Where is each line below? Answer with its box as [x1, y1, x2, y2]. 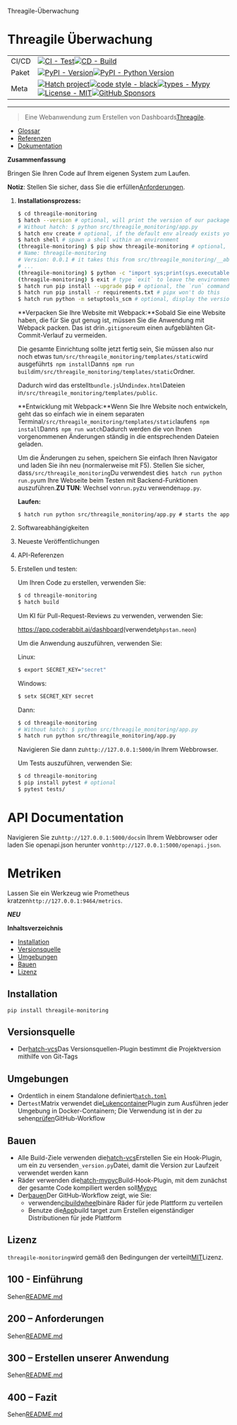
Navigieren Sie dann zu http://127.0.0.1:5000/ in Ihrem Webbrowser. [17, 745, 219, 754]
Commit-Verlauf [17, 331, 64, 340]
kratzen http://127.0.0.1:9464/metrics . [7, 896, 123, 905]
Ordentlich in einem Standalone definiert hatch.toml [17, 1092, 167, 1100]
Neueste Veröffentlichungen [17, 537, 100, 546]
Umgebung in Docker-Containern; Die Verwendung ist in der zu [17, 1106, 202, 1115]
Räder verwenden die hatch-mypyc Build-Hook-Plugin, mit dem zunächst [17, 1176, 227, 1185]
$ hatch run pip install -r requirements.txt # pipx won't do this [17, 289, 220, 297]
